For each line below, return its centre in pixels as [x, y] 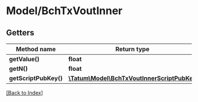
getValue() [24, 59]
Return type [132, 49]
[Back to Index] [24, 93]
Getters [20, 33]
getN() [19, 69]
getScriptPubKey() [36, 78]
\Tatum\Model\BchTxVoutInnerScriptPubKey [132, 78]
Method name [36, 49]
